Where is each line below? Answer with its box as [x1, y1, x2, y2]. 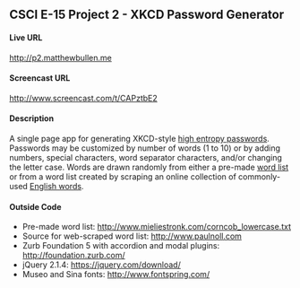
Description [9, 113, 55, 124]
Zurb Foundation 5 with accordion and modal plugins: [21, 240, 220, 251]
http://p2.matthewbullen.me [9, 52, 112, 63]
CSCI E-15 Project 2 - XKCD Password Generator [9, 7, 285, 22]
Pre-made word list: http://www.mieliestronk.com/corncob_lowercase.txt [21, 222, 291, 232]
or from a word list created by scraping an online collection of [9, 171, 237, 182]
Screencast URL [9, 73, 71, 83]
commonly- [238, 171, 280, 182]
